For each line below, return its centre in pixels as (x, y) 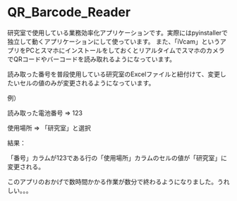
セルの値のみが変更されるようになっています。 (87, 83)
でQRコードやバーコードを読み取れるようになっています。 (92, 59)
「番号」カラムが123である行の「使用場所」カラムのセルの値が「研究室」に (117, 158)
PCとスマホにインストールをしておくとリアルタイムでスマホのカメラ (125, 50)
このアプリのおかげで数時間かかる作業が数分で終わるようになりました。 (112, 181)
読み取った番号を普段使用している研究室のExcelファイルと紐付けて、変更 (114, 74)
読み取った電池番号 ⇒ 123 (45, 113)
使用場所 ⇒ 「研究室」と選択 (49, 128)
